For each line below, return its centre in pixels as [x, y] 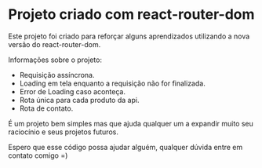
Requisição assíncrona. [57, 75]
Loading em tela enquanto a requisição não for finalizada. [112, 83]
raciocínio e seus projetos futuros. [64, 132]
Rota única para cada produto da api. [79, 100]
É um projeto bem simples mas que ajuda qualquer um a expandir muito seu [131, 123]
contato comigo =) [38, 155]
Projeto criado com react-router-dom [131, 15]
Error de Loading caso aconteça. [72, 91]
